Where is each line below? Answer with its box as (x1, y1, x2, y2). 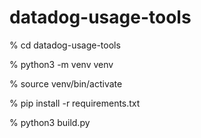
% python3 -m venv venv (9, 58, 114, 70)
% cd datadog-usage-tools (9, 39, 121, 51)
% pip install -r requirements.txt (9, 97, 141, 109)
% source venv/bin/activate (9, 77, 123, 90)
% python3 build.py (9, 116, 91, 128)
